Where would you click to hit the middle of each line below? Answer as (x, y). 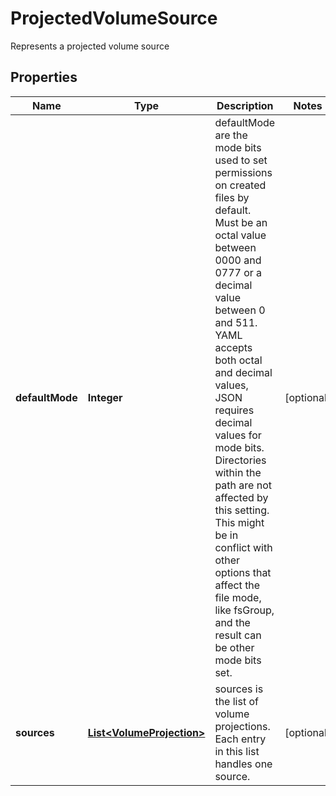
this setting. (242, 510)
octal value (240, 235)
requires (234, 410)
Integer (105, 397)
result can (238, 635)
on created (240, 185)
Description (245, 105)
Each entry (240, 739)
